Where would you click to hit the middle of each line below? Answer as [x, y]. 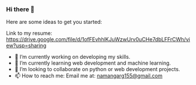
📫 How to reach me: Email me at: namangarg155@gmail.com [88, 76]
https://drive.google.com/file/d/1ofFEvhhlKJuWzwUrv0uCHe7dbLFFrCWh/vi [98, 40]
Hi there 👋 [21, 9]
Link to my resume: [29, 33]
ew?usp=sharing [26, 45]
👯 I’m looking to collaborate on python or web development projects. [97, 69]
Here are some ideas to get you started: [54, 22]
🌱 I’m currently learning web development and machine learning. [93, 63]
